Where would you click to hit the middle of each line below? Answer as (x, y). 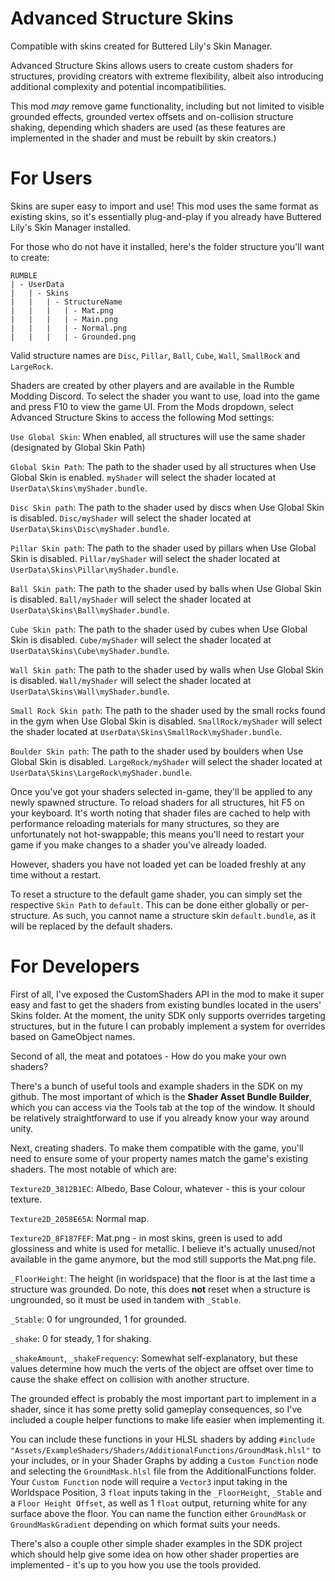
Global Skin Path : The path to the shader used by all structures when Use (163, 466)
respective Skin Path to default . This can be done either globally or (150, 904)
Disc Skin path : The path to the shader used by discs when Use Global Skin (167, 507)
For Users (51, 178)
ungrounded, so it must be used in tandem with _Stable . (126, 1299)
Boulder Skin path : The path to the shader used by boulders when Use (157, 751)
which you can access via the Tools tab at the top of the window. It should (163, 1107)
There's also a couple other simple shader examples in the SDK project (156, 1543)
